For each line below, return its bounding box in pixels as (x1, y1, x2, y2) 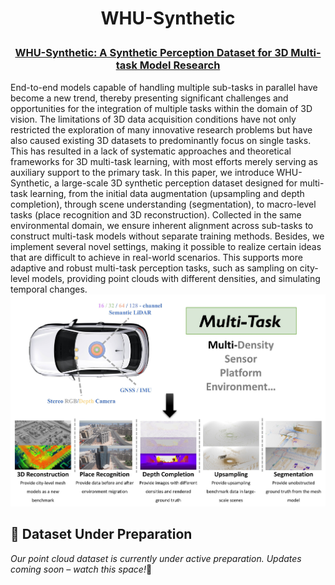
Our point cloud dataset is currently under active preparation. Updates (10, 552, 302, 564)
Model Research (139, 58, 221, 72)
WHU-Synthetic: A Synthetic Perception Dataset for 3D (14, 46, 289, 60)
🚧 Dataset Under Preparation (10, 526, 193, 543)
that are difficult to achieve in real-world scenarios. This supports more (10, 251, 303, 263)
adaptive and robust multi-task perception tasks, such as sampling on (10, 262, 298, 274)
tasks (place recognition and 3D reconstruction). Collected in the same (10, 208, 302, 221)
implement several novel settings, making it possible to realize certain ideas (10, 240, 322, 252)
